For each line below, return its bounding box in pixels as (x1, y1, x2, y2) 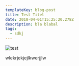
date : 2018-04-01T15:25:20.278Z (5, 17, 74, 22)
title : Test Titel (5, 12, 44, 17)
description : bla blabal (5, 21, 58, 27)
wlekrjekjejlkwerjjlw (5, 55, 46, 61)
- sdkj (10, 31, 24, 36)
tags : (5, 26, 17, 31)
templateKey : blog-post (5, 7, 56, 13)
